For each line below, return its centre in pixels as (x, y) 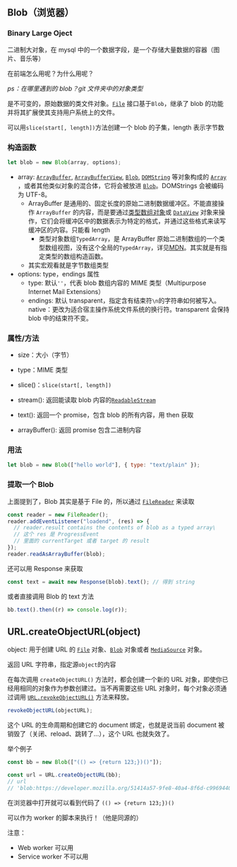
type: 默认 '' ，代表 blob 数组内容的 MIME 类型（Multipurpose (117, 283)
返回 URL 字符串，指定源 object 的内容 (62, 665)
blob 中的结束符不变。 (60, 318)
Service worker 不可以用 (53, 856)
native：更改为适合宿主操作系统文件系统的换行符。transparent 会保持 (129, 309)
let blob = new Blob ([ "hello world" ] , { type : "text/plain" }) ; (104, 465)
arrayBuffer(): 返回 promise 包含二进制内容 (79, 430)
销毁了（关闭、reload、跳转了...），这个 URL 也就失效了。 (90, 734)
